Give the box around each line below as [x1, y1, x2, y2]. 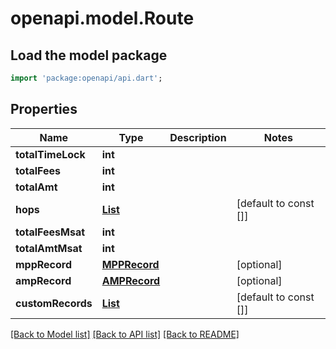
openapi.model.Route [10, 7, 195, 30]
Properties [10, 101, 78, 118]
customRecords [15, 296, 93, 310]
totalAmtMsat [15, 241, 83, 255]
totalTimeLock [15, 147, 86, 161]
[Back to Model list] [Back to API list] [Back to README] [10, 328, 240, 340]
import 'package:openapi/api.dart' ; [10, 73, 163, 83]
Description [169, 130, 227, 144]
